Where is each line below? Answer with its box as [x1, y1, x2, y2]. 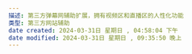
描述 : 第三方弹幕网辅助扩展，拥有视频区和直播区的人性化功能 [8, 11, 184, 20]
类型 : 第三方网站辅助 [8, 19, 70, 27]
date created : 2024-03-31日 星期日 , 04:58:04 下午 [8, 26, 179, 34]
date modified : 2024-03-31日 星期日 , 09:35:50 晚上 [8, 33, 182, 42]
